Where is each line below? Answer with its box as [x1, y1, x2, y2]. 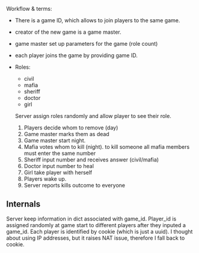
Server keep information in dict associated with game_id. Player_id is [6, 215, 177, 222]
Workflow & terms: [6, 5, 52, 12]
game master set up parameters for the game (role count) [14, 40, 158, 47]
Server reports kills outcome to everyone [23, 182, 126, 189]
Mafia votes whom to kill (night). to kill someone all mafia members [23, 143, 190, 150]
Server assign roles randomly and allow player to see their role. [14, 113, 171, 119]
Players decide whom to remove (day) [23, 124, 118, 131]
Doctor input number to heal [23, 163, 94, 169]
